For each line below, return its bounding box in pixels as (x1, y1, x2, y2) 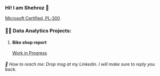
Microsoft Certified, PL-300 (5, 15, 60, 21)
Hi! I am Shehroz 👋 (5, 4, 49, 11)
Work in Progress (12, 50, 47, 56)
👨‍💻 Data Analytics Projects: (5, 28, 72, 34)
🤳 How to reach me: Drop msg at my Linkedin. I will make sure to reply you (5, 61, 155, 67)
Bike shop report (12, 39, 47, 45)
